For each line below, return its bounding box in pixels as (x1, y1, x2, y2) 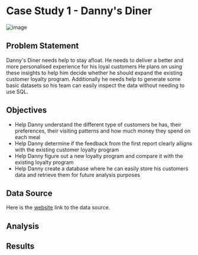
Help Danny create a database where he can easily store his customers (14, 164, 189, 172)
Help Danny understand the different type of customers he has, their (14, 121, 182, 128)
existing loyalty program (14, 159, 74, 166)
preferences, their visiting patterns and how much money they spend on (14, 127, 191, 134)
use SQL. (6, 88, 28, 95)
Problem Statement (6, 41, 79, 51)
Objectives (6, 105, 47, 115)
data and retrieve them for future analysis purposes (14, 171, 141, 178)
